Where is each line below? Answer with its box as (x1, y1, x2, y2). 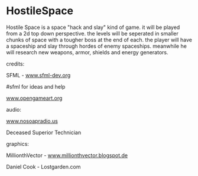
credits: (6, 60, 25, 67)
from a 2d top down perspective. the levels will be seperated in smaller (6, 30, 179, 37)
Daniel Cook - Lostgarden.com (6, 163, 81, 170)
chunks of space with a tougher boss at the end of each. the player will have (6, 36, 192, 43)
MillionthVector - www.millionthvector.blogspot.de (6, 152, 128, 159)
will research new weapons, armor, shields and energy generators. (6, 48, 168, 56)
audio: (6, 106, 22, 113)
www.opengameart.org (6, 94, 63, 102)
